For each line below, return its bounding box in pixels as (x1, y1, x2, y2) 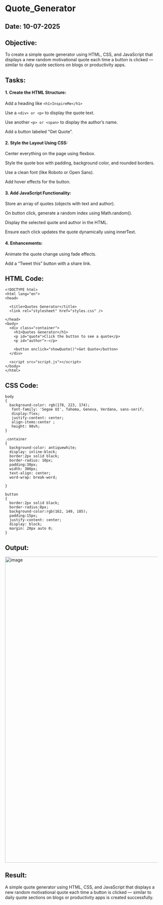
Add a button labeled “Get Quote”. (5, 128, 73, 134)
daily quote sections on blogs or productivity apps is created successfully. (5, 894, 154, 900)
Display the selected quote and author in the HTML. (5, 220, 108, 226)
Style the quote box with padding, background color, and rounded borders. (5, 160, 155, 166)
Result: (5, 871, 27, 880)
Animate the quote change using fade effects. (5, 251, 97, 257)
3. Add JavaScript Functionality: (5, 190, 71, 196)
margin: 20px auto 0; (9, 526, 53, 531)
